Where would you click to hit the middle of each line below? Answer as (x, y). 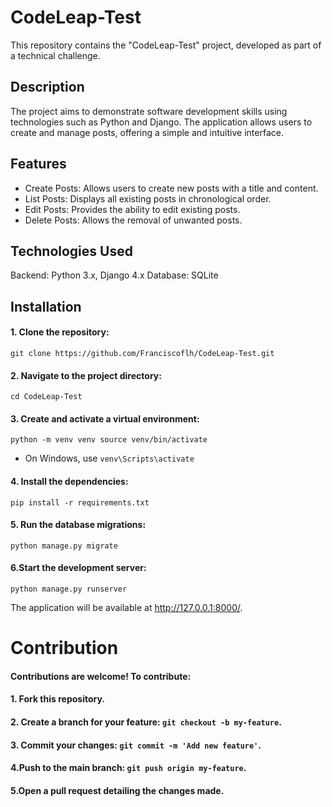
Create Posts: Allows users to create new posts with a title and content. (171, 188)
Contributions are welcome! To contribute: (101, 676)
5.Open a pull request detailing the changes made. (117, 790)
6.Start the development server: (78, 568)
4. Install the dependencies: (69, 481)
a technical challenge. (55, 55)
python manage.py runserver (69, 589)
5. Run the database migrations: (78, 525)
